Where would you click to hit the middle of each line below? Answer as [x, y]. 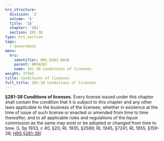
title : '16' [22, 23]
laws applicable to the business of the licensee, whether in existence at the [82, 107]
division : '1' [24, 14]
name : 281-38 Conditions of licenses [53, 69]
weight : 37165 [20, 74]
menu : [11, 51]
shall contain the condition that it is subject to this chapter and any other [79, 102]
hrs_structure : [21, 10]
